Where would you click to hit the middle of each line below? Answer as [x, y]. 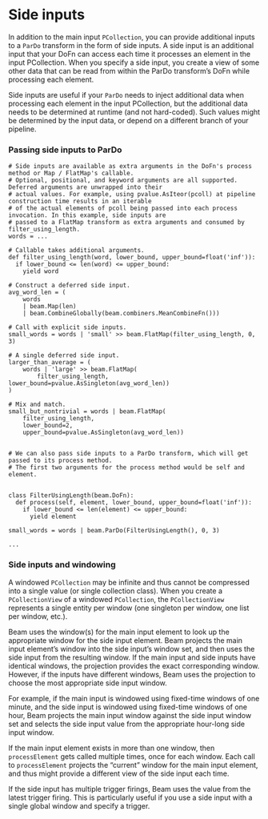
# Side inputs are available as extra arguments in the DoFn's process [130, 167]
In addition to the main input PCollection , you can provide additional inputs [132, 37]
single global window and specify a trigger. [79, 805]
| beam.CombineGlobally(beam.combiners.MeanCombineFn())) [121, 314]
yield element [53, 517]
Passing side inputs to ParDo [65, 150]
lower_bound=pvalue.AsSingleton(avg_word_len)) [89, 383]
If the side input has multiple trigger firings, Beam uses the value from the [130, 789]
